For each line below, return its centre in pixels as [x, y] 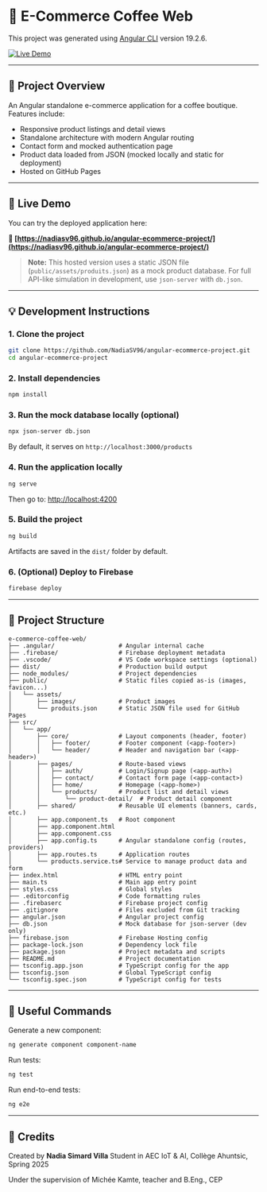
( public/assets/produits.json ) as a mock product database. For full [139, 270]
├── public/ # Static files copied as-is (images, [128, 680]
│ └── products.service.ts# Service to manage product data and [128, 861]
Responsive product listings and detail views [93, 129]
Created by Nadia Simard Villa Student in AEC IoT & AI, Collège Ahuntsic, [128, 1155]
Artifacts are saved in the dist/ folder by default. [88, 551]
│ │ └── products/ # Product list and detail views [118, 791]
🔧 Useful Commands [60, 1011]
